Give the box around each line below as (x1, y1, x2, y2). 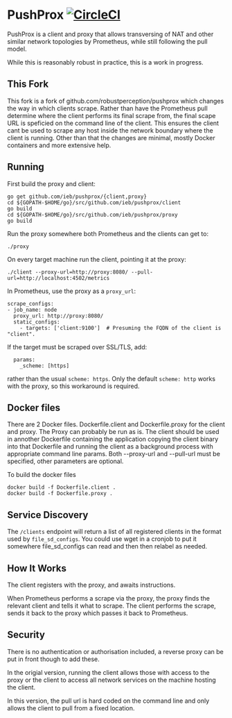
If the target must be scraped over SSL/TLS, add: (7, 342, 148, 351)
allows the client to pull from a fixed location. (7, 703, 135, 712)
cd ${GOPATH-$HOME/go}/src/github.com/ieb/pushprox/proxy (7, 211, 178, 218)
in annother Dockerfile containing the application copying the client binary (7, 435, 219, 444)
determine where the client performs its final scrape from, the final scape (7, 111, 216, 119)
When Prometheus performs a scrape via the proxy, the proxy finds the (7, 594, 210, 602)
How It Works (7, 562, 67, 574)
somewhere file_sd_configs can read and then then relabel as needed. (7, 542, 208, 551)
